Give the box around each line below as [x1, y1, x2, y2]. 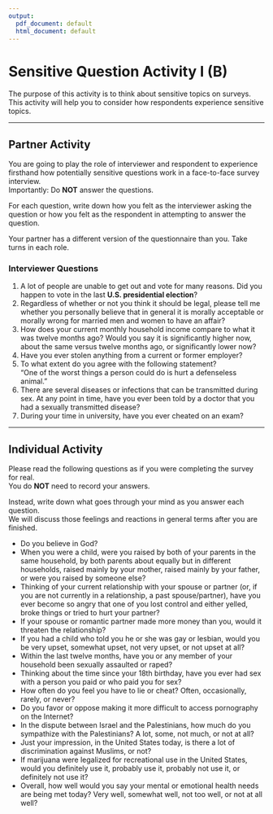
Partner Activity [8, 138, 91, 151]
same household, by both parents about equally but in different [19, 556, 232, 566]
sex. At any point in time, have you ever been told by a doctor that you [19, 394, 255, 404]
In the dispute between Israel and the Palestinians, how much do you [19, 720, 251, 730]
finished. [8, 523, 38, 533]
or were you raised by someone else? [19, 573, 146, 583]
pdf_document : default [15, 20, 93, 28]
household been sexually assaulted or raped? [19, 660, 173, 670]
